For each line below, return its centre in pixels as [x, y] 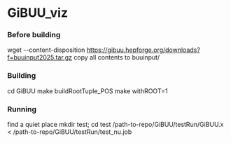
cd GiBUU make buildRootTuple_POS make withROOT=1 [87, 91]
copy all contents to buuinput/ [117, 57]
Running [22, 109]
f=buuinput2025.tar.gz [40, 57]
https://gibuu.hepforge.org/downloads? [143, 50]
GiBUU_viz [38, 13]
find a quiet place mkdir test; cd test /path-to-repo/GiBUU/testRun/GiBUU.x [115, 125]
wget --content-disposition [46, 50]
